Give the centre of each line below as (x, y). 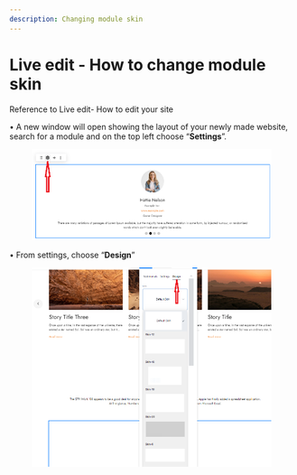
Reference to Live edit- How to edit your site (92, 109)
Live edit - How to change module (138, 65)
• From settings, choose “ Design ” (72, 255)
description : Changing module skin (76, 19)
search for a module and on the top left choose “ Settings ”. (118, 136)
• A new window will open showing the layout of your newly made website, (149, 126)
